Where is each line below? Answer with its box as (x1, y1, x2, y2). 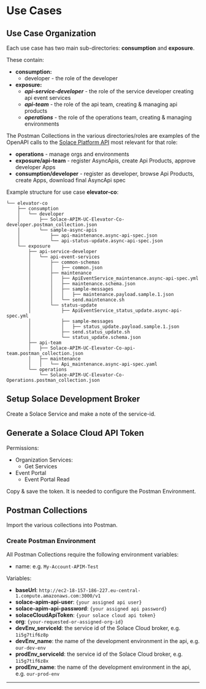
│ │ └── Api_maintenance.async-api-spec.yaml (28, 361, 158, 367)
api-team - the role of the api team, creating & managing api (24, 101, 178, 108)
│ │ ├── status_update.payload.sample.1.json (28, 324, 180, 330)
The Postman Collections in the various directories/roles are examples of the (6, 132, 200, 139)
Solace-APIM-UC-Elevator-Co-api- (50, 345, 136, 351)
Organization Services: (15, 456, 74, 463)
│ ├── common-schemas (28, 259, 100, 265)
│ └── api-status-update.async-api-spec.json (17, 238, 164, 244)
